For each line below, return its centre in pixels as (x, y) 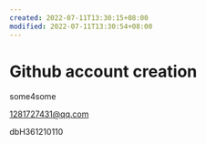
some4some (33, 97)
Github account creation (103, 72)
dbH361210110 (36, 132)
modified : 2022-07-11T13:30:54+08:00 (81, 26)
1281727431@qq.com (49, 114)
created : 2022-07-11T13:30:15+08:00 (79, 18)
